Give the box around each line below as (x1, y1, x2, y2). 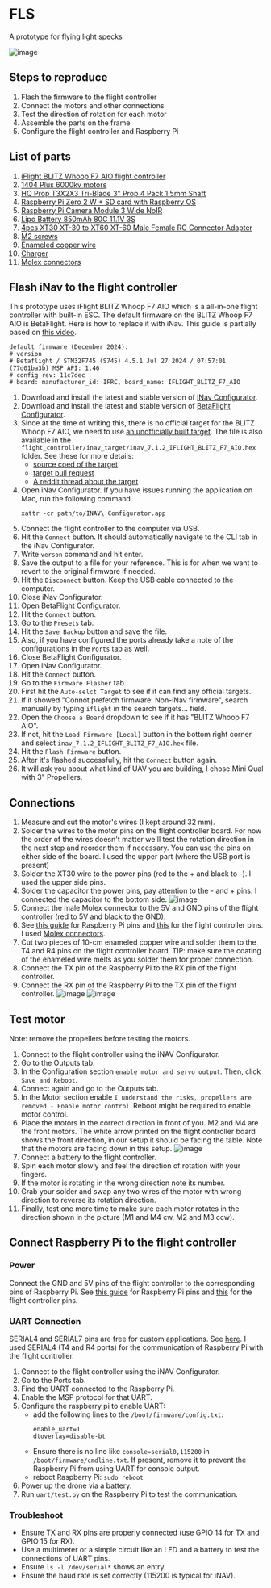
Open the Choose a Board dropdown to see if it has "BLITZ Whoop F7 (20, 712, 250, 723)
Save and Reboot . (20, 1075, 78, 1084)
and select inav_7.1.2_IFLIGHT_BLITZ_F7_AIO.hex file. (20, 738, 198, 748)
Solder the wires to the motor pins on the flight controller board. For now (20, 826, 262, 836)
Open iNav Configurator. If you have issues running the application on (20, 485, 253, 495)
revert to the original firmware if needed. (20, 567, 156, 576)
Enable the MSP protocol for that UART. (20, 1392, 152, 1402)
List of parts (9, 150, 72, 164)
